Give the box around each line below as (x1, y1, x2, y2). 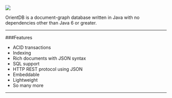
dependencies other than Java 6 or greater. (5, 20, 97, 26)
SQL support (12, 61, 40, 66)
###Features (5, 35, 32, 40)
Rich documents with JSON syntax (12, 55, 86, 61)
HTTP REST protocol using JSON (12, 66, 83, 72)
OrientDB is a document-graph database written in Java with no (5, 14, 140, 20)
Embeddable (12, 71, 40, 78)
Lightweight (12, 77, 38, 83)
